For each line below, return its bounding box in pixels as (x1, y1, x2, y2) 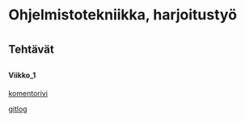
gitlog (8, 104, 27, 114)
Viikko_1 (8, 70, 36, 80)
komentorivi (8, 89, 49, 99)
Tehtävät (8, 43, 54, 57)
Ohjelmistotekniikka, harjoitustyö (8, 6, 237, 24)
